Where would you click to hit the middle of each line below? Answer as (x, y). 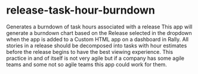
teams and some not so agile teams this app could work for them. (86, 64)
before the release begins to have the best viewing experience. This (90, 52)
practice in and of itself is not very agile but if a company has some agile (95, 58)
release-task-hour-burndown (81, 10)
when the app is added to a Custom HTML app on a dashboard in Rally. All (98, 39)
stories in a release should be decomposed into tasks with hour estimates (97, 46)
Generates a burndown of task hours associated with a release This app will (99, 27)
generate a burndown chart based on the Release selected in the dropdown (99, 33)
